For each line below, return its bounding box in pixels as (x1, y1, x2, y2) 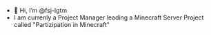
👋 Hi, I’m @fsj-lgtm (13, 7, 68, 14)
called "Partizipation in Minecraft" (13, 21, 110, 28)
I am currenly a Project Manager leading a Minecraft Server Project (13, 13, 204, 22)
